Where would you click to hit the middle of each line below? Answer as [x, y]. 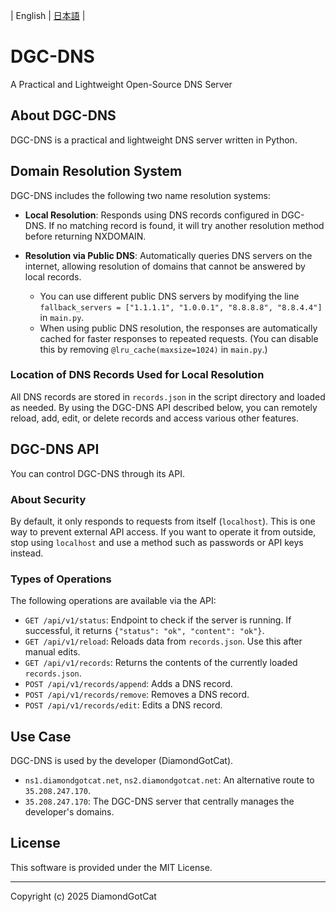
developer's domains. [69, 812]
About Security [48, 499]
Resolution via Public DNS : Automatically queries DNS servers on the [168, 255]
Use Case [41, 736]
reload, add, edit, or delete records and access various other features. [155, 418]
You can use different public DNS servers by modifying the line [169, 296]
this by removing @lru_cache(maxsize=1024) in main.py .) [153, 349]
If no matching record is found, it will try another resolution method [186, 225]
